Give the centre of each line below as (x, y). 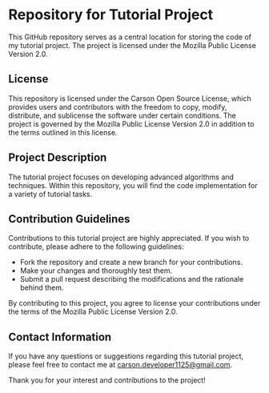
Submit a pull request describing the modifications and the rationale (132, 279)
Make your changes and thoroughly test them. (96, 271)
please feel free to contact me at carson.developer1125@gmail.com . (120, 365)
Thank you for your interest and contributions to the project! (107, 380)
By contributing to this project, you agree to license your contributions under (134, 303)
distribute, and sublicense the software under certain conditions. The (122, 115)
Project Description (58, 158)
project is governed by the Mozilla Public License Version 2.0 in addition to (131, 124)
